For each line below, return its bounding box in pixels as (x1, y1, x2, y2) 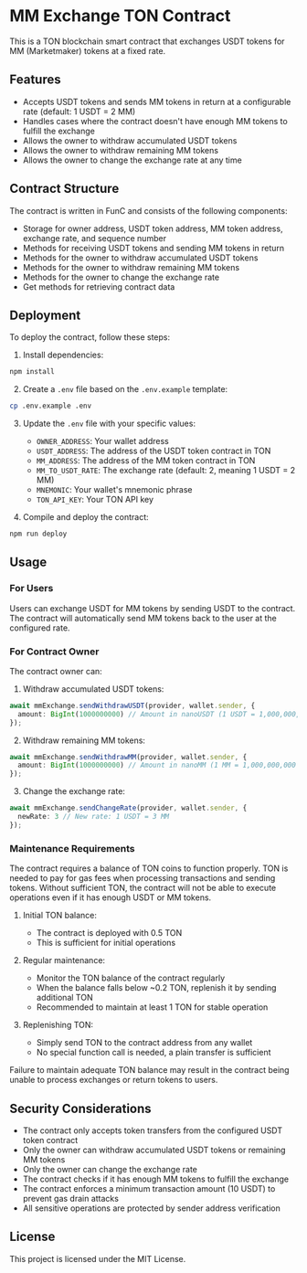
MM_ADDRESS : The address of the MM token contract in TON (36, 455, 256, 466)
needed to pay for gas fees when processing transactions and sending (9, 873, 276, 884)
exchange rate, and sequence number (22, 232, 167, 243)
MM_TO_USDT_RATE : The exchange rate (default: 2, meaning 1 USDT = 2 (36, 465, 296, 476)
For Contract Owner (9, 645, 100, 658)
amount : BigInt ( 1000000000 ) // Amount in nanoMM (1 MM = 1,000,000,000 (17, 760, 297, 770)
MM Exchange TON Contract (9, 5, 231, 27)
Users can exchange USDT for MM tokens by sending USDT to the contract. (9, 602, 296, 613)
